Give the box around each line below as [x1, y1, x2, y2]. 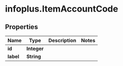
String [26, 53, 41, 60]
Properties [5, 23, 38, 31]
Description [48, 37, 76, 44]
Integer [26, 45, 44, 52]
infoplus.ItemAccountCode [5, 3, 119, 15]
